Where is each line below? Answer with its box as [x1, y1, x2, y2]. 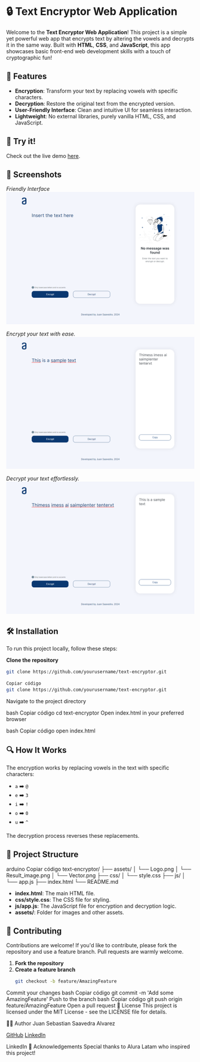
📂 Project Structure [6, 850, 79, 860]
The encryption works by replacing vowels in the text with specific [6, 764, 170, 771]
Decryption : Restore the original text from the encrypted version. [14, 100, 176, 107]
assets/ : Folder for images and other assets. [14, 908, 124, 915]
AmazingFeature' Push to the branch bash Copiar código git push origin [6, 996, 183, 1003]
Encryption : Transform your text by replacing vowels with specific [14, 87, 178, 94]
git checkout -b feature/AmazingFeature [14, 978, 117, 984]
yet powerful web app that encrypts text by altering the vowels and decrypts [6, 35, 195, 42]
